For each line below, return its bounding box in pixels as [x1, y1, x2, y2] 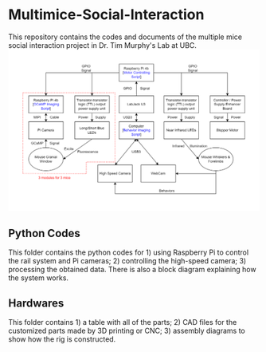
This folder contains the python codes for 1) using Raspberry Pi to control [8, 247, 249, 257]
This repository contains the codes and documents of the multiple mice [8, 32, 243, 42]
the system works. [8, 273, 69, 283]
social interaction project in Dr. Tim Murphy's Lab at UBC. [8, 40, 198, 49]
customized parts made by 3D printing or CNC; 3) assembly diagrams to [8, 326, 245, 335]
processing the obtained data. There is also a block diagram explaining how [8, 265, 256, 275]
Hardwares [8, 296, 65, 310]
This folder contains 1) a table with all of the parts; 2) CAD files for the [8, 317, 237, 326]
